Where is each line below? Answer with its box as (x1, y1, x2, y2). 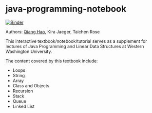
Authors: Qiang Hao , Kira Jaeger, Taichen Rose (5, 29, 100, 34)
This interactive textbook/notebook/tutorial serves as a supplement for (5, 38, 148, 44)
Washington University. (5, 48, 52, 54)
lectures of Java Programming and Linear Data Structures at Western (5, 43, 144, 49)
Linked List (12, 103, 35, 109)
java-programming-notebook (5, 3, 127, 15)
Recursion (12, 88, 33, 94)
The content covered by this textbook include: (5, 58, 98, 64)
